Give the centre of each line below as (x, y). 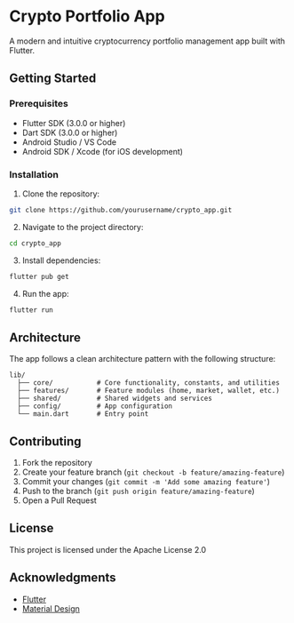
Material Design (51, 608)
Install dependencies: (61, 260)
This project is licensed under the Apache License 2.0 (108, 549)
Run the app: (45, 293)
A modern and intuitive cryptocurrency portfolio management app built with (147, 41)
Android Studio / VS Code (69, 142)
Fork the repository (57, 463)
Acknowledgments (63, 578)
